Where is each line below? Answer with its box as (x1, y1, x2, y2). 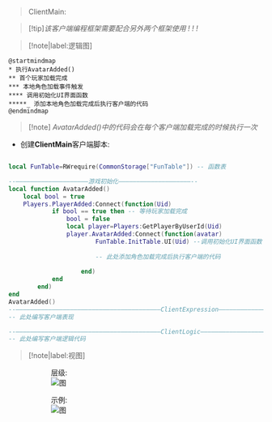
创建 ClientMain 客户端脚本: (19, 139, 110, 149)
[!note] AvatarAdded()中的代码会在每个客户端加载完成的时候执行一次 (28, 122, 257, 132)
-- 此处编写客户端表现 (8, 313, 74, 321)
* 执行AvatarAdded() (8, 66, 75, 74)
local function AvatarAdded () (8, 185, 111, 193)
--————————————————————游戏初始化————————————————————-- (8, 177, 198, 185)
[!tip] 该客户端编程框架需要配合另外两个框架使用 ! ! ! (28, 23, 198, 33)
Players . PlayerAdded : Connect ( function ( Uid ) (23, 200, 172, 208)
